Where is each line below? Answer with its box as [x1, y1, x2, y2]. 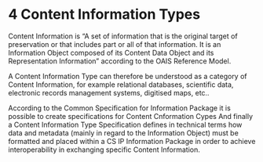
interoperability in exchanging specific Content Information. [8, 145, 200, 154]
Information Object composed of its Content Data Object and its [8, 48, 214, 57]
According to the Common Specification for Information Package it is [8, 103, 232, 113]
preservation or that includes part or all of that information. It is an [8, 39, 221, 49]
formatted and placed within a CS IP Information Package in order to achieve [8, 136, 256, 146]
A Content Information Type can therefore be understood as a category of [8, 71, 247, 81]
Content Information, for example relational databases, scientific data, [8, 80, 234, 89]
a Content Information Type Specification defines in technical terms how [8, 120, 243, 129]
